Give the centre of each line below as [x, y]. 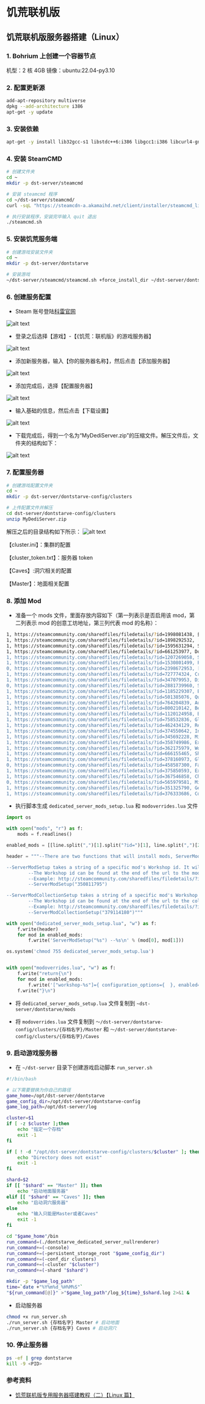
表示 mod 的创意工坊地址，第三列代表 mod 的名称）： [92, 623]
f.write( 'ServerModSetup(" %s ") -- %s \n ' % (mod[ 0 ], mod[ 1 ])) [106, 941]
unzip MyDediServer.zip [37, 519]
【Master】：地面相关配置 [38, 583]
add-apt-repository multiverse [46, 101]
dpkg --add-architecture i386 [45, 107]
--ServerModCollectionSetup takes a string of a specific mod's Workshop [102, 896]
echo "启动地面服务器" [43, 1191]
